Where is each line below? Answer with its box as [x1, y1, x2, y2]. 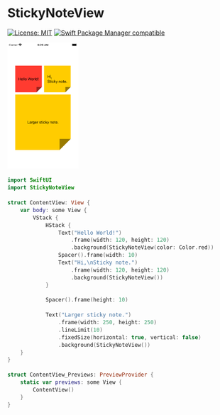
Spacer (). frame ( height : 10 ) [45, 297, 129, 304]
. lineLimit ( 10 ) [57, 326, 103, 333]
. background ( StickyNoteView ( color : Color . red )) [70, 244, 214, 251]
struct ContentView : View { [7, 199, 91, 206]
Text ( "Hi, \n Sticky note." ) [57, 259, 138, 266]
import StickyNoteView [7, 184, 75, 192]
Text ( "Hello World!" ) [57, 229, 122, 236]
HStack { [45, 221, 72, 228]
